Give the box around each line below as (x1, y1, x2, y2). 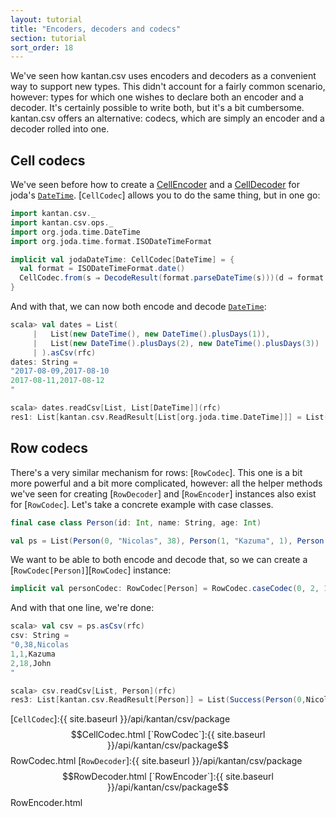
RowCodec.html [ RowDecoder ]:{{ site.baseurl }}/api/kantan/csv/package (10, 755, 303, 767)
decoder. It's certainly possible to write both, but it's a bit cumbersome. (10, 102, 305, 114)
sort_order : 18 (10, 42, 74, 53)
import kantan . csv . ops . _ (10, 217, 114, 228)
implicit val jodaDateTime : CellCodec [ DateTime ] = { (10, 254, 235, 265)
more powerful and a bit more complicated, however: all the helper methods (10, 477, 323, 489)
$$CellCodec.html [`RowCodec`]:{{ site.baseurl (70, 729, 266, 741)
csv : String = (10, 631, 70, 641)
